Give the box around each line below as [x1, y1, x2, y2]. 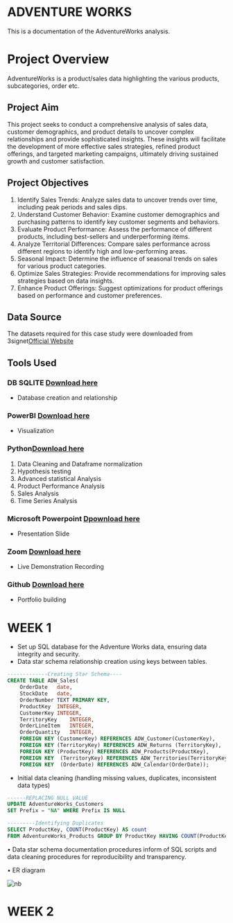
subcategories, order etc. [7, 81, 80, 90]
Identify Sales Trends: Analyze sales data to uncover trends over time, [17, 195, 218, 204]
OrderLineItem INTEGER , [19, 722, 95, 730]
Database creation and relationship [17, 394, 118, 402]
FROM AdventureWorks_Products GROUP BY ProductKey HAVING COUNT [7, 832, 197, 839]
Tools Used [7, 357, 57, 369]
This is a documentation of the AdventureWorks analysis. [7, 27, 171, 35]
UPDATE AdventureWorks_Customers [7, 801, 104, 808]
